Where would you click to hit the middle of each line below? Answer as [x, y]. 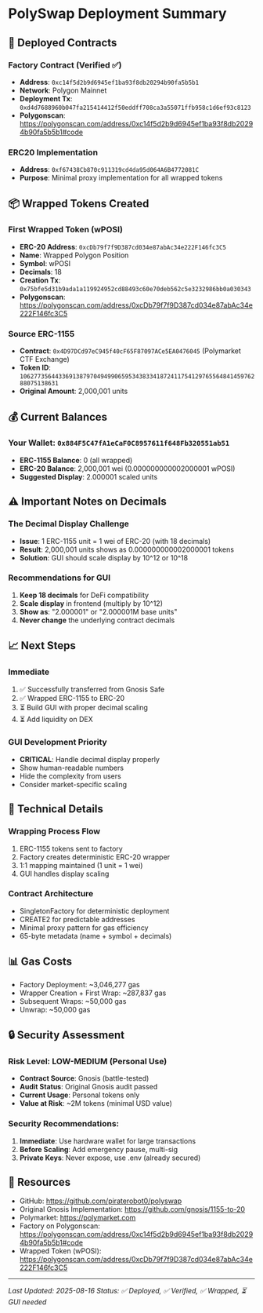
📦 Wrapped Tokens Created [79, 204]
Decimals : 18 [41, 272]
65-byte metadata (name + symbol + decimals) [95, 936]
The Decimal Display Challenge [68, 524]
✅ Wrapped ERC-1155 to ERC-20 [72, 698]
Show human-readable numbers [71, 768]
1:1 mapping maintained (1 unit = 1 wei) [81, 865]
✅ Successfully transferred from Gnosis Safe [92, 689]
